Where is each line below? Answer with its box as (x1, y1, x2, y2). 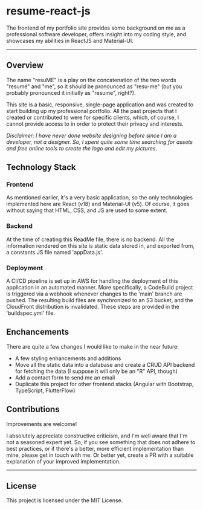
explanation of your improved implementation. (6, 457, 121, 465)
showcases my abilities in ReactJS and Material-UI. (6, 37, 134, 44)
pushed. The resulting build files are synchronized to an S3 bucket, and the (6, 297, 193, 304)
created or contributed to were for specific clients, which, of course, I (6, 114, 179, 121)
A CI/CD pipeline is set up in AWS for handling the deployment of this (6, 277, 178, 285)
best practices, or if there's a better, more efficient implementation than (6, 445, 184, 452)
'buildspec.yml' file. (6, 309, 56, 317)
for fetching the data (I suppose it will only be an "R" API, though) (14, 367, 178, 375)
